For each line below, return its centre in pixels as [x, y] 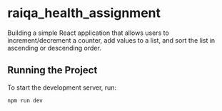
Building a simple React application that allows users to [88, 33]
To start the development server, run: [62, 88]
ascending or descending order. [54, 48]
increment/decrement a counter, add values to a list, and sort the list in [111, 40]
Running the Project [52, 70]
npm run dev [25, 100]
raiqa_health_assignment [84, 13]
